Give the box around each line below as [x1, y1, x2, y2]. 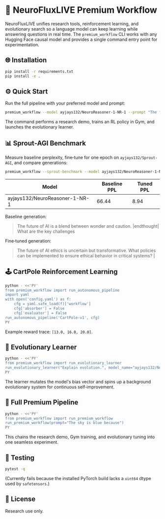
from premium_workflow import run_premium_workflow [5, 416, 113, 421]
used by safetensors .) [5, 481, 50, 486]
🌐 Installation [5, 56, 47, 65]
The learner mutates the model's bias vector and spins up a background [5, 379, 151, 384]
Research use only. [5, 508, 44, 514]
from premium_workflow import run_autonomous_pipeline [5, 288, 120, 293]
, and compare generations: [11, 160, 68, 166]
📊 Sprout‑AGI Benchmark [5, 139, 86, 147]
